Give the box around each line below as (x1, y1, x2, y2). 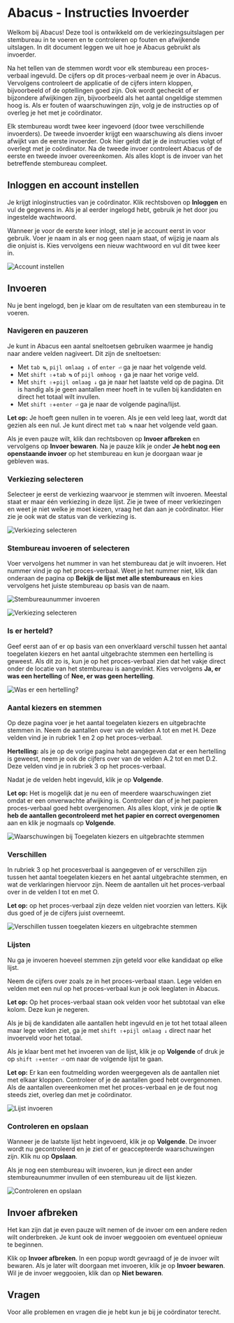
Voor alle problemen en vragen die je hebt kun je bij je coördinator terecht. (7, 1308, 221, 1316)
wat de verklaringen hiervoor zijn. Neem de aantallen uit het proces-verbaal (7, 880, 225, 889)
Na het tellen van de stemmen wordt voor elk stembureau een (7, 64, 185, 72)
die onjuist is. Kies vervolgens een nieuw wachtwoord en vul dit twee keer (7, 241, 221, 250)
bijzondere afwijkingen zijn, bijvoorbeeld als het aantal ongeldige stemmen (7, 93, 222, 102)
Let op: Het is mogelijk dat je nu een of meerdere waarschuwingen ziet (7, 789, 212, 798)
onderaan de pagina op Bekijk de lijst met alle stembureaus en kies (7, 574, 203, 582)
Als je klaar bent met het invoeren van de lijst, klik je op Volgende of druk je (7, 1047, 225, 1055)
